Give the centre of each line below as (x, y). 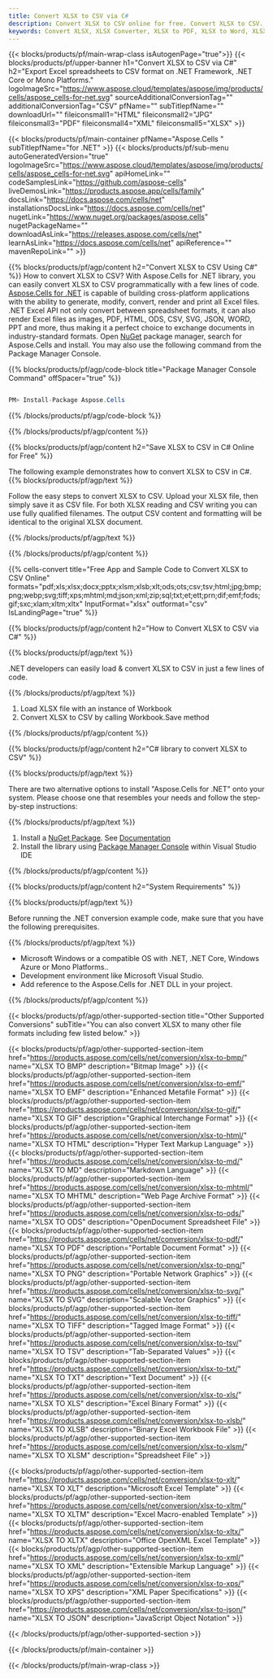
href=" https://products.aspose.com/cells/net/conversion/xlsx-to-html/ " (128, 1135)
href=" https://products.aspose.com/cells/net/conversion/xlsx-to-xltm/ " (128, 1505)
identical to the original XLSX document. (76, 522)
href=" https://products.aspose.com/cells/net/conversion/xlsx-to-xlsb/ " (127, 1421)
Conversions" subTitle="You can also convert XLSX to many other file (125, 1025)
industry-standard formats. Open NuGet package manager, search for (125, 336)
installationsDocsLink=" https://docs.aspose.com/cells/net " (107, 208)
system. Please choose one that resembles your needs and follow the (125, 797)
